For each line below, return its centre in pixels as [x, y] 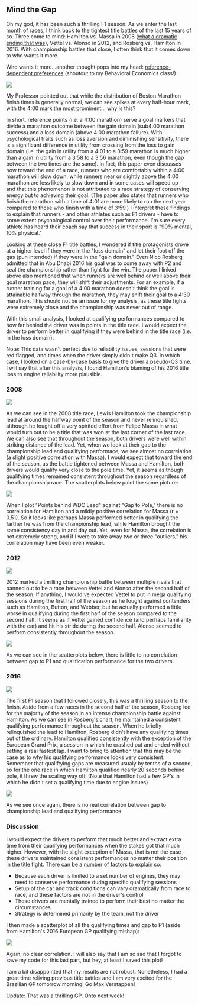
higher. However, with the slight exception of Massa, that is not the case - [96, 852]
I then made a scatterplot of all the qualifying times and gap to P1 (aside [93, 925]
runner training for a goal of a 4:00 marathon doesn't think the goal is [90, 288]
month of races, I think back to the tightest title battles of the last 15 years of [99, 30]
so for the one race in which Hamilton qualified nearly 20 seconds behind [95, 770]
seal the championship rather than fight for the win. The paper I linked [91, 269]
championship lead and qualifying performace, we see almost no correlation [99, 451]
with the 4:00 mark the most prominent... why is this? [71, 108]
